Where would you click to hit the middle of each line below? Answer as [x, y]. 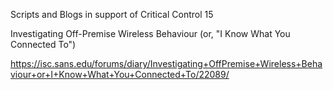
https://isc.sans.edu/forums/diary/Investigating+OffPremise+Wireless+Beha [166, 63]
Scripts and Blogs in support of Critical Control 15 [112, 14]
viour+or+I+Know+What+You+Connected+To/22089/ [120, 74]
